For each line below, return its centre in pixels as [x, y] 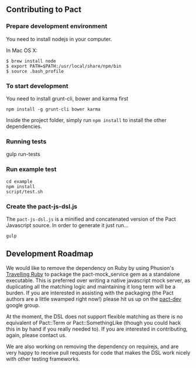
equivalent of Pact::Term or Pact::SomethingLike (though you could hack [94, 322]
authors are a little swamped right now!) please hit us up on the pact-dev [94, 299]
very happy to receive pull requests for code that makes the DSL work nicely [98, 352]
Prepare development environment [57, 26]
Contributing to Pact [44, 10]
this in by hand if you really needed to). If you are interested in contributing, [97, 329]
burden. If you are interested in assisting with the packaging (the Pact [90, 293]
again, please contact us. [36, 335]
